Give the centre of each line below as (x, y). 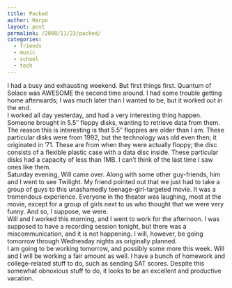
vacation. (21, 278)
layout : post (26, 26)
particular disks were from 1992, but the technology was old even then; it (112, 137)
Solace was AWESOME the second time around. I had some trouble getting (115, 93)
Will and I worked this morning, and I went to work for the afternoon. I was (114, 219)
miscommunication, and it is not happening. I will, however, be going (105, 234)
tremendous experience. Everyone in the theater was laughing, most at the (114, 197)
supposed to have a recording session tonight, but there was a (97, 226)
